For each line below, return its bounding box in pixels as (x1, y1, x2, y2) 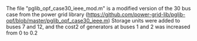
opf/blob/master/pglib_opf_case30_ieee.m (6, 17, 109, 24)
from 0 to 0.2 (6, 29, 38, 36)
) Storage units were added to (108, 17, 181, 24)
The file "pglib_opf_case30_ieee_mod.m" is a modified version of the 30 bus (6, 5, 191, 12)
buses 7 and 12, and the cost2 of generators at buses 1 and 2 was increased (6, 23, 191, 30)
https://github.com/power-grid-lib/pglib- (87, 11, 186, 18)
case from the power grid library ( (6, 11, 88, 18)
